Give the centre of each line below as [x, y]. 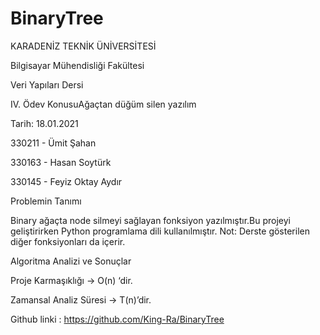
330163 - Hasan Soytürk [61, 162]
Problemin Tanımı [46, 201]
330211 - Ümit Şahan [53, 143]
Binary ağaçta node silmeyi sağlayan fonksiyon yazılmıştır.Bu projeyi [150, 220]
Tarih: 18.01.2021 [44, 123]
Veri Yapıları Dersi [47, 84]
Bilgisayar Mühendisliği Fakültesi [77, 65]
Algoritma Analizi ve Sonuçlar [71, 261]
